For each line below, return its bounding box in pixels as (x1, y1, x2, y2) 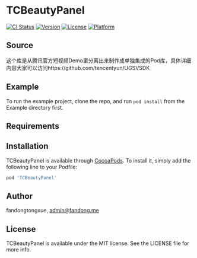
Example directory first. (6, 104, 63, 111)
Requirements (6, 121, 59, 131)
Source (6, 40, 34, 50)
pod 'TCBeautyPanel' (6, 174, 58, 181)
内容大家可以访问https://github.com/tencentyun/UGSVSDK (6, 64, 150, 71)
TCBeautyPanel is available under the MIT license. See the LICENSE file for (6, 240, 190, 247)
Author (6, 191, 33, 202)
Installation (6, 141, 49, 151)
